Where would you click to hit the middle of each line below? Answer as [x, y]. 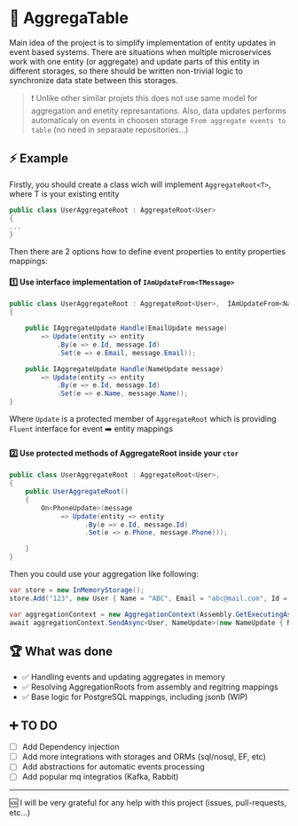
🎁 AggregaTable [69, 18]
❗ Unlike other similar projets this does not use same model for [144, 97]
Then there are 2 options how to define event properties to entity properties [148, 252]
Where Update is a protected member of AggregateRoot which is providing [143, 419]
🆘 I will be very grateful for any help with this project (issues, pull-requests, [148, 803]
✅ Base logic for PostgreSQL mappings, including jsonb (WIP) [135, 697]
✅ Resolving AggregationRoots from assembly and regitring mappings [150, 687]
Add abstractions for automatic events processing [114, 767]
